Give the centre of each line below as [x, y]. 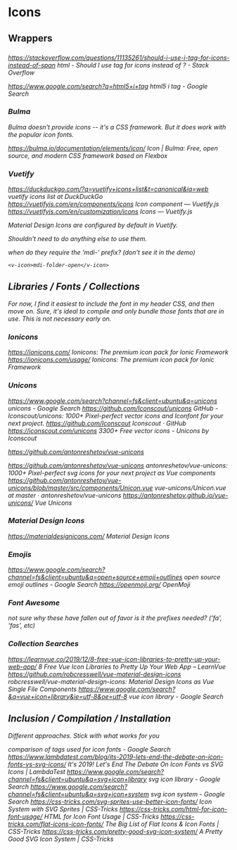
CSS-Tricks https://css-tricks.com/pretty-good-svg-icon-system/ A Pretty [115, 831]
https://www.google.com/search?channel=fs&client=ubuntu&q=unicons [113, 401]
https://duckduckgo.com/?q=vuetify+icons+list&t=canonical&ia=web [108, 189]
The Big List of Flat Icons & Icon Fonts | [162, 824]
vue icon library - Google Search [176, 696]
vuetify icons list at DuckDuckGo [56, 197]
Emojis [20, 554]
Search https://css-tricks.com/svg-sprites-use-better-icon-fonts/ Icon [110, 801]
